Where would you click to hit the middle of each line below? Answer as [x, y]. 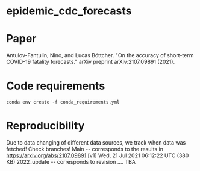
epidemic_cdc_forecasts [69, 11]
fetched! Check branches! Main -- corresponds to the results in [85, 149]
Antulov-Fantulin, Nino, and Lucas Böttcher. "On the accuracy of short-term [100, 55]
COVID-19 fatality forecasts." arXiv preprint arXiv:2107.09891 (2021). [91, 62]
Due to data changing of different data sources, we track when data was [96, 142]
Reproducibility [45, 126]
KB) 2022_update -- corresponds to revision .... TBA [71, 162]
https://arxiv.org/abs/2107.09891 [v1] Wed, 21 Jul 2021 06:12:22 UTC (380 [98, 155]
